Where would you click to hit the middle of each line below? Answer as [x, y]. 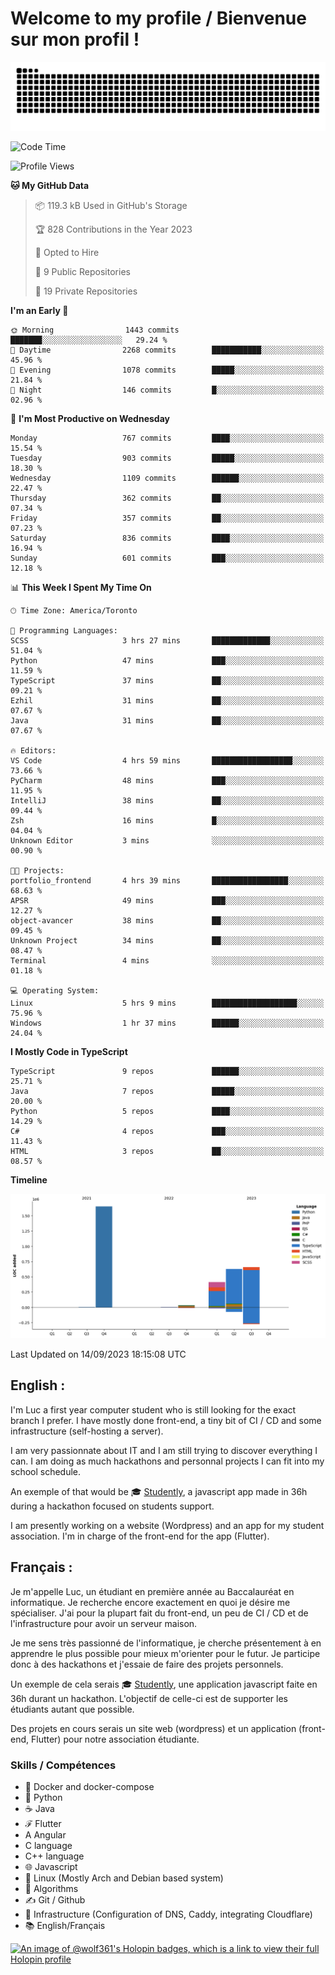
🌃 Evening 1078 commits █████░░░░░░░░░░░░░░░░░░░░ [167, 370]
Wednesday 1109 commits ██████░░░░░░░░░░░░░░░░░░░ [167, 478]
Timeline [29, 1179]
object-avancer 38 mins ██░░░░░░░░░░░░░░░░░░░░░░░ [167, 920]
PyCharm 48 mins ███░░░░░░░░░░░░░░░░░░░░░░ [167, 780]
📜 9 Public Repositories [82, 271]
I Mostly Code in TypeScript [69, 1051]
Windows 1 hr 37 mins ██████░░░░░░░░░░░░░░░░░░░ [167, 1023]
